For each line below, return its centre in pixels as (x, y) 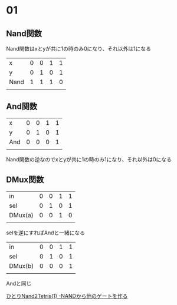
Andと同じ (19, 283)
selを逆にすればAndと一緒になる (46, 233)
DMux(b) (22, 266)
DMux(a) (21, 215)
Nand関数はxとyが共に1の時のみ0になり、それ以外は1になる (79, 49)
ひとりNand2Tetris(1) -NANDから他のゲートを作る (67, 296)
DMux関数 (25, 180)
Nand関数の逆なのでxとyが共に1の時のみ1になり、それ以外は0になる (89, 159)
